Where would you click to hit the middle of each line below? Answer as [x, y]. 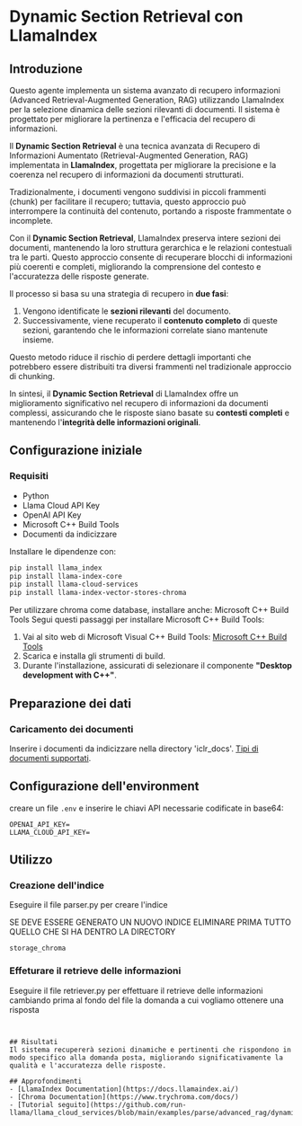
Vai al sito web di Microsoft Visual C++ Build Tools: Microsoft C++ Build [155, 637]
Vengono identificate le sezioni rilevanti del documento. [127, 311]
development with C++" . [69, 675]
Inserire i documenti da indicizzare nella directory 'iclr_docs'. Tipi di [134, 749]
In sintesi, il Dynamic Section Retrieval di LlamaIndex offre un [124, 394]
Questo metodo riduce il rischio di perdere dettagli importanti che [130, 357]
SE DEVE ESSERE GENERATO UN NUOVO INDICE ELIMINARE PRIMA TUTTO [151, 922]
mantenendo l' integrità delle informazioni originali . [105, 422]
